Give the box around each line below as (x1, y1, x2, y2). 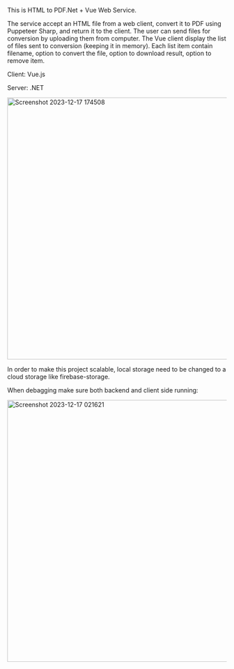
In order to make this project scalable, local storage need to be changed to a (7, 365, 226, 373)
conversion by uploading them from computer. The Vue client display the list (7, 34, 226, 43)
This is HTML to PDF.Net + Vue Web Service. (7, 6, 137, 14)
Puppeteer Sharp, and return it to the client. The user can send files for (7, 27, 211, 35)
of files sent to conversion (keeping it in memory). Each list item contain (7, 42, 213, 50)
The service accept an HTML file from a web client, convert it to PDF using (7, 20, 221, 27)
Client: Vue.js (7, 70, 45, 78)
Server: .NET (7, 84, 44, 91)
